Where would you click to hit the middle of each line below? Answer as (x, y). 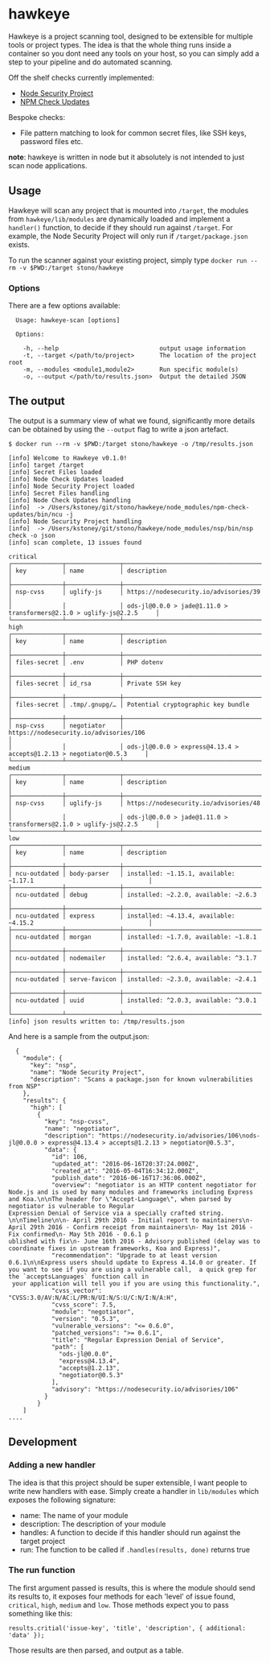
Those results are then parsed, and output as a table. (96, 1650)
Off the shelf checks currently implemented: (81, 77)
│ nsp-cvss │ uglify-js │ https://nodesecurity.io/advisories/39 (135, 592)
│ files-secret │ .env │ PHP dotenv (86, 662)
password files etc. (51, 141)
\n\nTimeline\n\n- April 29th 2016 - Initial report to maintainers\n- (131, 1220)
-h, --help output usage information (135, 349)
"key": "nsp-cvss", (77, 1121)
